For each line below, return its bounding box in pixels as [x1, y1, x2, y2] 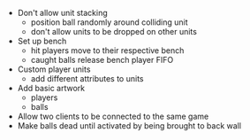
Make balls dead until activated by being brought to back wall [17, 121, 241, 131]
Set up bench [17, 35, 67, 46]
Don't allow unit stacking [17, 8, 108, 18]
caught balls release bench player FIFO [30, 55, 174, 65]
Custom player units [17, 64, 91, 74]
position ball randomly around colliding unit [30, 17, 188, 27]
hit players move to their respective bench [30, 45, 185, 56]
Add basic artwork [17, 83, 86, 93]
